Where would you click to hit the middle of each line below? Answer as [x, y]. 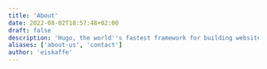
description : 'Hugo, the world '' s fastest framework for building [120, 38]
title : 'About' [33, 15]
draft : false [30, 30]
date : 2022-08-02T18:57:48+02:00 [64, 23]
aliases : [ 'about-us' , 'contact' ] [66, 45]
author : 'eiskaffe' [41, 52]
